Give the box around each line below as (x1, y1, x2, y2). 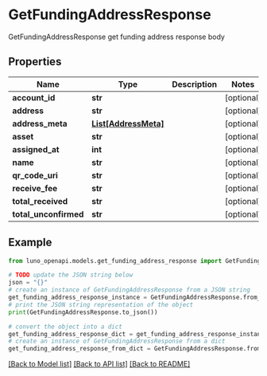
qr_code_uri (12, 170, 58, 181)
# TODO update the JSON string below (8, 271, 133, 280)
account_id (12, 92, 56, 103)
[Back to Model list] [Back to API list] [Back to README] (8, 359, 191, 369)
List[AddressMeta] (91, 118, 164, 129)
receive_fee (12, 182, 58, 194)
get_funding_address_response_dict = (8, 330, 133, 338)
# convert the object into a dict (8, 323, 123, 331)
